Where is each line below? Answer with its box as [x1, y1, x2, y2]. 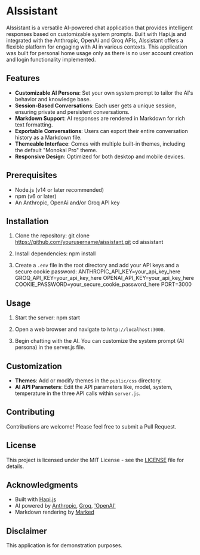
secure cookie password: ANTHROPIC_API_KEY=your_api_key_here [14, 268, 181, 275]
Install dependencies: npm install [14, 250, 96, 257]
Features [6, 73, 40, 83]
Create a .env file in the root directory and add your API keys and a [14, 262, 179, 269]
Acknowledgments [6, 480, 79, 490]
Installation [6, 216, 49, 226]
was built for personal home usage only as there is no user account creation [6, 49, 193, 56]
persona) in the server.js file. [14, 343, 85, 351]
